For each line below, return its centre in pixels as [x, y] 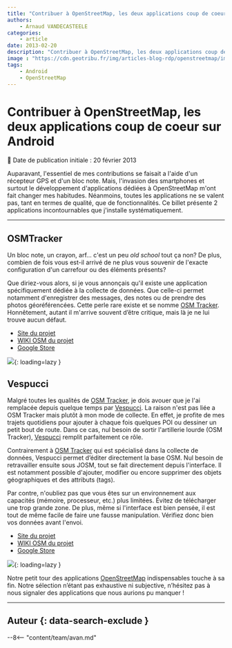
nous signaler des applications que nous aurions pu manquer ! [96, 592]
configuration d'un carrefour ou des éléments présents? [87, 270]
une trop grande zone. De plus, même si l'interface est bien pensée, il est [111, 507]
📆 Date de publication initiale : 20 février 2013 [72, 160]
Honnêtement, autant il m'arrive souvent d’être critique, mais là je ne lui [108, 313]
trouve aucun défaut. [37, 320]
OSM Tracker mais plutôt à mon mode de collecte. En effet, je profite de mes [116, 415]
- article [34, 39]
